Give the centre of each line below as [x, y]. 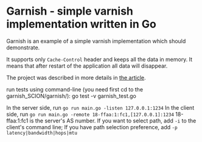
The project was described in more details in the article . [76, 77]
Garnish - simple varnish [70, 11]
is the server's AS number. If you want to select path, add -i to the [113, 121]
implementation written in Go [81, 24]
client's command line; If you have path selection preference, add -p [92, 127]
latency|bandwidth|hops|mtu [42, 133]
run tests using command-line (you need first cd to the [75, 89]
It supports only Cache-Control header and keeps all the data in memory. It [99, 59]
